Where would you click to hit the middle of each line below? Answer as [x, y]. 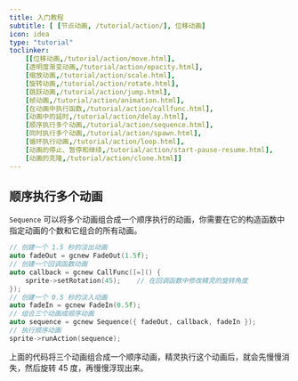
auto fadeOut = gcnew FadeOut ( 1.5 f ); [79, 256]
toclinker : [29, 51]
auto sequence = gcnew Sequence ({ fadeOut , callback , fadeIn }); [133, 322]
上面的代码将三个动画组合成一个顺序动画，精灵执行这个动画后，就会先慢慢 [145, 356]
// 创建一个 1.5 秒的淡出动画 [59, 247]
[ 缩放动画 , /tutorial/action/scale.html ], [101, 76]
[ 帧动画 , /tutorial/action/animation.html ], [105, 100]
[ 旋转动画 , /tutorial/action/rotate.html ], [102, 84]
